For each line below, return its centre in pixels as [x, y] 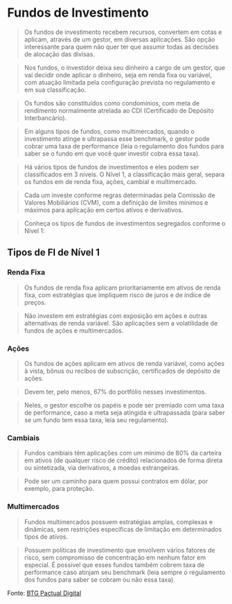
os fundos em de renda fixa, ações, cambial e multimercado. [110, 181]
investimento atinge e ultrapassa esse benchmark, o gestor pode [117, 139]
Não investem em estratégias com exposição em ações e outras [116, 316]
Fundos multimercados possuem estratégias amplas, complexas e [118, 521]
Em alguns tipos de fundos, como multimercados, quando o [109, 131]
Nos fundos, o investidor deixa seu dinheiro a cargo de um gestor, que [125, 67]
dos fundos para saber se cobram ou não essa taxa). [99, 579]
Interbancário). [45, 118]
